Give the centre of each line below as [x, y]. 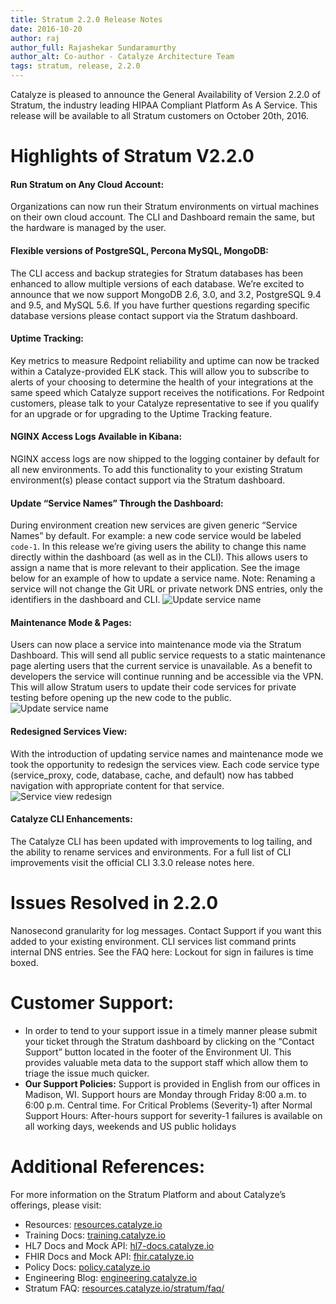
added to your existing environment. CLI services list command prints [153, 941]
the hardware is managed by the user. [88, 228]
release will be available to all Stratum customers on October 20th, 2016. [159, 115]
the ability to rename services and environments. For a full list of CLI [151, 852]
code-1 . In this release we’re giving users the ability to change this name [158, 547]
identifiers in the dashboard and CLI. [85, 600]
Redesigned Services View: [69, 731]
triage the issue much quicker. [87, 1073]
